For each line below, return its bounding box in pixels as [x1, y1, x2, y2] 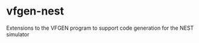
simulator [6, 30, 30, 38]
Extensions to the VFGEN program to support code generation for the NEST [6, 24, 194, 31]
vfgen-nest [6, 4, 65, 18]
